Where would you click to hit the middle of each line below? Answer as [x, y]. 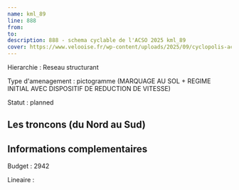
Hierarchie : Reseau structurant [53, 67]
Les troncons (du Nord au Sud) [76, 125]
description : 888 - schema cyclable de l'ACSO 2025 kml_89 [97, 41]
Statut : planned [31, 102]
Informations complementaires [78, 149]
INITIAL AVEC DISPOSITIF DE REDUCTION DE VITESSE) [89, 89]
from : [15, 27]
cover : [17, 47]
